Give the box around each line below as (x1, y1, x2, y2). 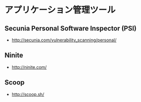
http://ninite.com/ (11, 64, 47, 70)
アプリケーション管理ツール (4, 4, 116, 16)
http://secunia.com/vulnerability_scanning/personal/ (11, 37, 117, 43)
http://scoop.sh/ (11, 91, 44, 97)
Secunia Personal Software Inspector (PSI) (4, 24, 137, 32)
